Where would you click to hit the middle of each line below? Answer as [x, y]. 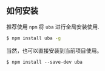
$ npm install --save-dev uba [45, 62]
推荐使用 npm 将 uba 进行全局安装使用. [53, 27]
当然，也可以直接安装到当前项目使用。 [54, 50]
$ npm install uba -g [34, 38]
